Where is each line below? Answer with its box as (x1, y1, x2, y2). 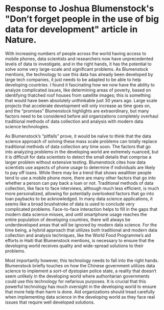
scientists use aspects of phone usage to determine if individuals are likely (5, 164, 156, 170)
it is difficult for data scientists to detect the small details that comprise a (5, 154, 152, 160)
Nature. (5, 34, 37, 46)
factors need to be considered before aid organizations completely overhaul (5, 113, 159, 119)
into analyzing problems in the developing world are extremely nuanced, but (5, 148, 159, 155)
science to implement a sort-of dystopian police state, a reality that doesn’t (5, 268, 157, 274)
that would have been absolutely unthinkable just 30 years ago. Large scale (5, 97, 158, 103)
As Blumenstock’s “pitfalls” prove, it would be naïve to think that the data (5, 133, 151, 139)
